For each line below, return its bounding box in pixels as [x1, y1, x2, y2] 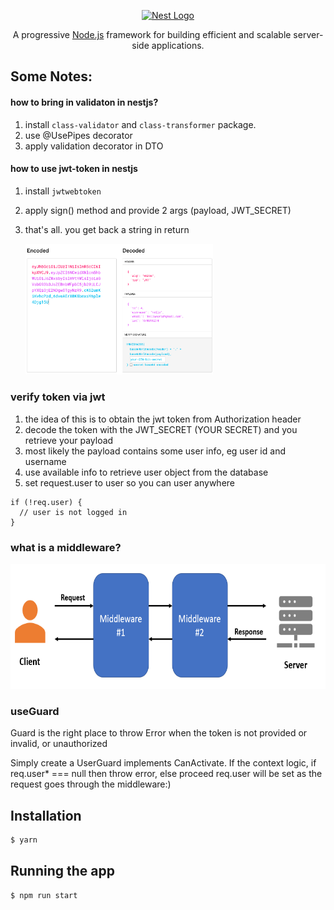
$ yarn [10, 835, 38, 845]
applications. [151, 40, 205, 51]
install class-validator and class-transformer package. [24, 118, 257, 130]
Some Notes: [10, 68, 93, 85]
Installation [10, 807, 82, 824]
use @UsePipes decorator [24, 129, 133, 141]
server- [293, 29, 324, 40]
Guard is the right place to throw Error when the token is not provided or [10, 727, 308, 739]
